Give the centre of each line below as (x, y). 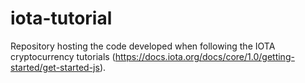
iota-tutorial (61, 18)
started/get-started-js (55, 67)
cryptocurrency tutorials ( (63, 56)
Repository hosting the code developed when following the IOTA (143, 46)
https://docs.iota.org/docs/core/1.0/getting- (204, 56)
